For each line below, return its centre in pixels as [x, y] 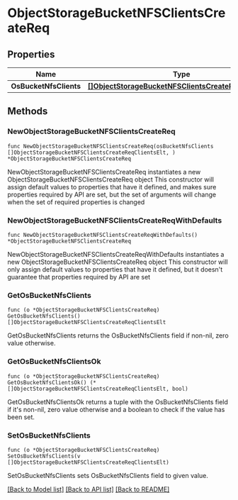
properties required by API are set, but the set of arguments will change [112, 194]
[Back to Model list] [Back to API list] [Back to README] [89, 489]
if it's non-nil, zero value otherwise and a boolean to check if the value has [116, 409]
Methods [28, 111]
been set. [21, 417]
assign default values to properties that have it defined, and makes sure [112, 187]
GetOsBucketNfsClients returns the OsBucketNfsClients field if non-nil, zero [118, 335]
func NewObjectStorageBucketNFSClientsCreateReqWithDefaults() [103, 235]
